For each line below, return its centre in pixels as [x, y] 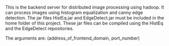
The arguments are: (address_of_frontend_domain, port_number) [73, 38]
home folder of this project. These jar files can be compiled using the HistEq [84, 23]
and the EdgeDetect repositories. [40, 28]
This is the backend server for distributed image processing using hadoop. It [85, 7]
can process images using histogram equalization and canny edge [74, 12]
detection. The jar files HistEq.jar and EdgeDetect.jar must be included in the [85, 18]
